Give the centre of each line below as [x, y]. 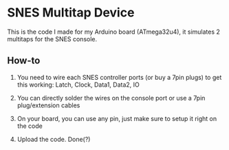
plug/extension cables [48, 105]
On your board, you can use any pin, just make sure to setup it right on [117, 118]
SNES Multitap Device [71, 13]
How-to [24, 61]
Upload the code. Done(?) [54, 139]
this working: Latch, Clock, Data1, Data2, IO [78, 85]
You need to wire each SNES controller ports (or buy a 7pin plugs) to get [119, 77]
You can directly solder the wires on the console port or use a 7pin [111, 98]
